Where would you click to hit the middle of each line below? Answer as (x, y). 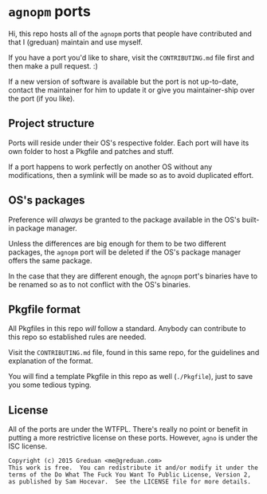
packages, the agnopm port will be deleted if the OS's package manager (125, 252)
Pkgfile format (45, 309)
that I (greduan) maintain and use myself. (76, 41)
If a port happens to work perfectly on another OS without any (110, 167)
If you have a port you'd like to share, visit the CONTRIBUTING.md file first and (132, 57)
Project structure (51, 123)
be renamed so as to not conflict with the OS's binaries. (100, 284)
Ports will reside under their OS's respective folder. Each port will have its (129, 143)
